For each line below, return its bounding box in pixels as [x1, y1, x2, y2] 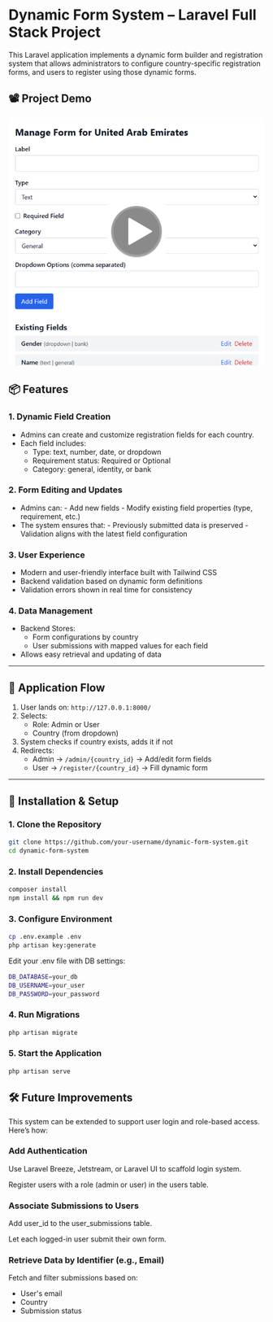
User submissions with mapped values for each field [32, 641, 209, 651]
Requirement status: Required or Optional [32, 456, 171, 465]
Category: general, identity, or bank [32, 464, 152, 473]
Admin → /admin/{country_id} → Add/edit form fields [32, 754, 212, 764]
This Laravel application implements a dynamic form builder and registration [8, 50, 263, 59]
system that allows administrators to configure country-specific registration [8, 59, 262, 68]
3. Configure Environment [8, 913, 113, 924]
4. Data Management [8, 605, 93, 617]
